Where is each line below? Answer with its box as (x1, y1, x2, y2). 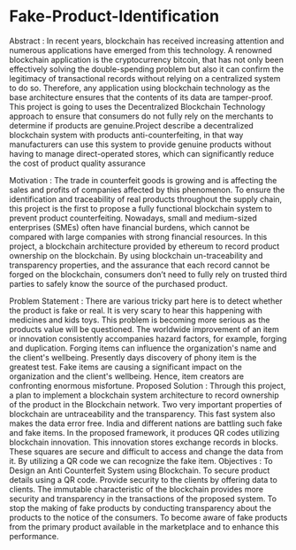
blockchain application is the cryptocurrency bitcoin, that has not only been (9, 54, 285, 65)
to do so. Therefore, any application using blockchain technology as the (9, 82, 270, 93)
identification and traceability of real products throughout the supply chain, (9, 193, 283, 205)
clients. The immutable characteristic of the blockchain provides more (9, 484, 264, 494)
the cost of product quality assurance (9, 158, 146, 168)
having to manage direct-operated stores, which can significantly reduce (9, 148, 275, 159)
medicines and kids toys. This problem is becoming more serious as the (9, 314, 270, 325)
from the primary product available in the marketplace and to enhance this (9, 521, 280, 532)
